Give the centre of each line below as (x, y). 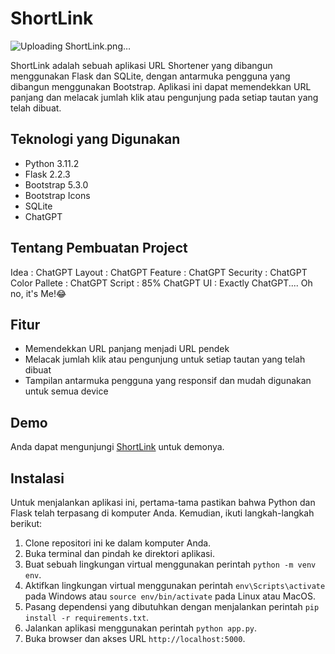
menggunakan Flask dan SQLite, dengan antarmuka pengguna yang (150, 76)
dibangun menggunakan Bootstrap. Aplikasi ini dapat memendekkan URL (161, 86)
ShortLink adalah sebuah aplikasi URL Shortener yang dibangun (141, 65)
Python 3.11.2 (52, 163)
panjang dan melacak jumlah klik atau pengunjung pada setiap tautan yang (164, 97)
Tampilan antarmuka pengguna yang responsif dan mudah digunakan (168, 381)
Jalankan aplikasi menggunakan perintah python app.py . (141, 628)
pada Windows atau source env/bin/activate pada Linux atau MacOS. (170, 596)
